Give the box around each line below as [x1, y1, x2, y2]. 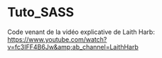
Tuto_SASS [7, 4, 75, 21]
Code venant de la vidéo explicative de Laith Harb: [7, 28, 155, 36]
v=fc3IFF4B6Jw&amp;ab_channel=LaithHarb [7, 42, 139, 51]
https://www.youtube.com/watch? [7, 35, 107, 43]
